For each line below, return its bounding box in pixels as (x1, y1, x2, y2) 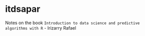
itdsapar (5, 3, 41, 15)
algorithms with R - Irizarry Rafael (5, 25, 76, 31)
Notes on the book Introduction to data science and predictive (5, 20, 140, 26)
